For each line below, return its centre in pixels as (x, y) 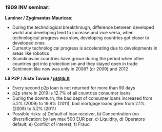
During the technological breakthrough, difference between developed (83, 27)
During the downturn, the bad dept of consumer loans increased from (82, 98)
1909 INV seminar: (28, 7)
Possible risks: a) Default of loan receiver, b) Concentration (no (75, 114)
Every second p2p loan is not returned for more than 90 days (74, 88)
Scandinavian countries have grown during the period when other (78, 59)
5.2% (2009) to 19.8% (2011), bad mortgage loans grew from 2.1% (78, 104)
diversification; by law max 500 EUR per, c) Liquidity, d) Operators (79, 119)
